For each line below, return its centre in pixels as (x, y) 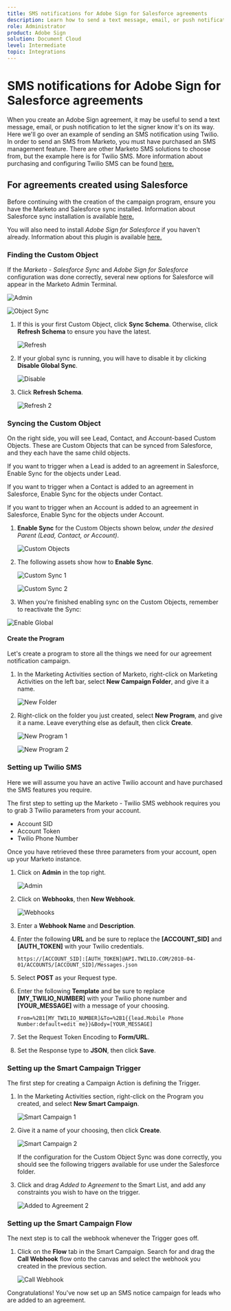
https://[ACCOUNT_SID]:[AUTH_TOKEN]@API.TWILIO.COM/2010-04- (107, 959)
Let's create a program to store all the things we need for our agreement (109, 653)
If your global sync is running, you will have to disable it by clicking (112, 358)
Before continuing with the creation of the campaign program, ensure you (111, 202)
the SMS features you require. (49, 790)
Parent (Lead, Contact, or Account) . (68, 535)
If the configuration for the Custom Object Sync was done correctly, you (119, 1157)
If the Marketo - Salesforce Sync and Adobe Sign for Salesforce (98, 270)
